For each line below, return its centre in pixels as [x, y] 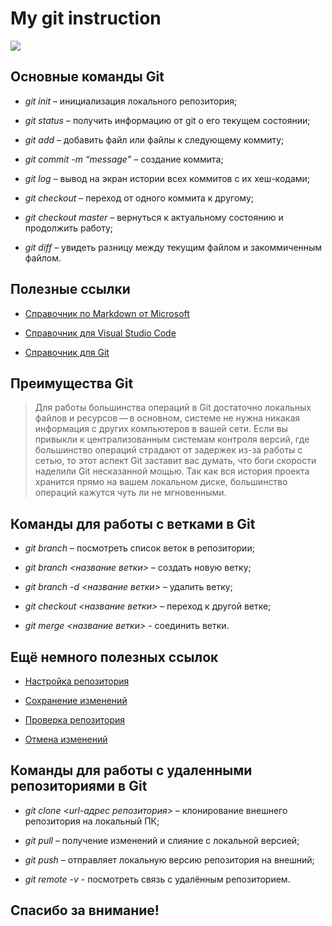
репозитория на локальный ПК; [92, 821]
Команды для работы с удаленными [131, 770]
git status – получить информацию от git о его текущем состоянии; [167, 120]
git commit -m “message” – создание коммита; [124, 159]
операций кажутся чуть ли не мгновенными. [130, 493]
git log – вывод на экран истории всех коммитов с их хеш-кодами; [167, 178]
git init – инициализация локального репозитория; [131, 101]
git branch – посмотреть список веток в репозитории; [139, 548]
